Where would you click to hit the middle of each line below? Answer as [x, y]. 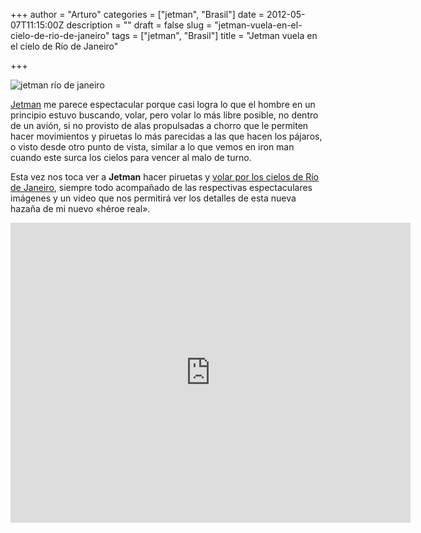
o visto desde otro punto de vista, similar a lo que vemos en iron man [152, 147]
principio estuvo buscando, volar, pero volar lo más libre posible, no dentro [164, 115]
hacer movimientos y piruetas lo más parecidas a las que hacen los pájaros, [166, 136]
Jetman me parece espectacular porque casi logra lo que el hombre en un [163, 104]
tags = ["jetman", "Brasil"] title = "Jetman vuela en [214, 35]
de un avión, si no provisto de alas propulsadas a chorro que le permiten [159, 125]
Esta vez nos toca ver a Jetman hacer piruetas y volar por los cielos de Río [164, 177]
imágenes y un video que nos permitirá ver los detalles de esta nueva [153, 198]
